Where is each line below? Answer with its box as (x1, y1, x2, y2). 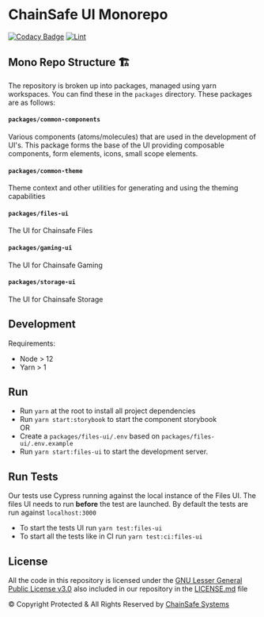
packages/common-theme (8, 167, 83, 175)
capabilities (8, 192, 46, 201)
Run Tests (8, 469, 58, 483)
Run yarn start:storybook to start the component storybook (19, 415, 217, 424)
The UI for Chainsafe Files (8, 226, 93, 236)
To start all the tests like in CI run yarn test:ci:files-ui (19, 531, 203, 541)
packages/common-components (8, 116, 101, 124)
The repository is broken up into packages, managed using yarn (8, 81, 217, 90)
